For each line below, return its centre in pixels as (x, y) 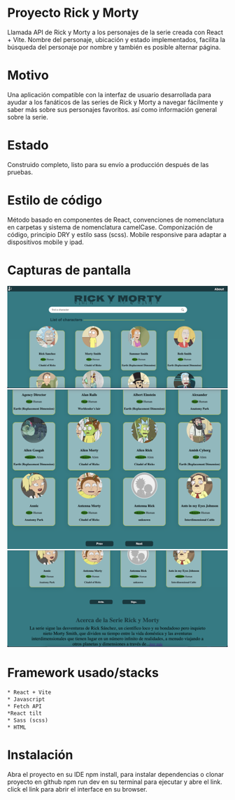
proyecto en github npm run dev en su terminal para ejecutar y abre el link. (115, 782)
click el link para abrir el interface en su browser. (77, 789)
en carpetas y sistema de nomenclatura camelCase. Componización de (110, 227)
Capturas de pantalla (69, 270)
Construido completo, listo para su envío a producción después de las (108, 164)
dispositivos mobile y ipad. (45, 242)
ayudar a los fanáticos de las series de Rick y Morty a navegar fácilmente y (115, 102)
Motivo (28, 76)
